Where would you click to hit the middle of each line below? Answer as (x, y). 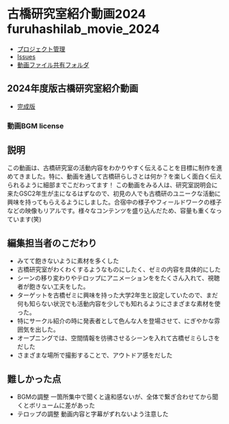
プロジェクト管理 (41, 49)
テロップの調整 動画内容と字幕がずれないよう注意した (93, 414)
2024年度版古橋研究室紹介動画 (73, 89)
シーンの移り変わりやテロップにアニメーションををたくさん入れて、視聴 (118, 278)
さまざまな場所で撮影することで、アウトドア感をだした (95, 355)
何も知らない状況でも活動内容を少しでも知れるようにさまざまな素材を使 (119, 304)
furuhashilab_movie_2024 (83, 29)
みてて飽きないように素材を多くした (68, 261)
